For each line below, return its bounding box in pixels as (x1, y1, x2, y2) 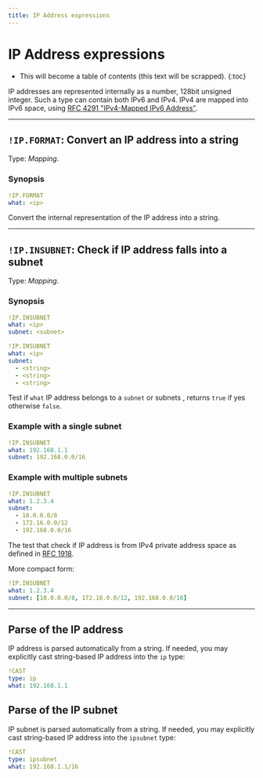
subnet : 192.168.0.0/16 (8, 453, 86, 462)
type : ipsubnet (8, 755, 58, 763)
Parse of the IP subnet (8, 703, 118, 717)
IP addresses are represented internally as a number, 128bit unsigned (8, 86, 232, 96)
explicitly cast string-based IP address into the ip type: (8, 652, 186, 662)
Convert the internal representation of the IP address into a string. (8, 213, 221, 222)
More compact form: (8, 564, 74, 573)
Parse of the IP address (8, 623, 124, 636)
